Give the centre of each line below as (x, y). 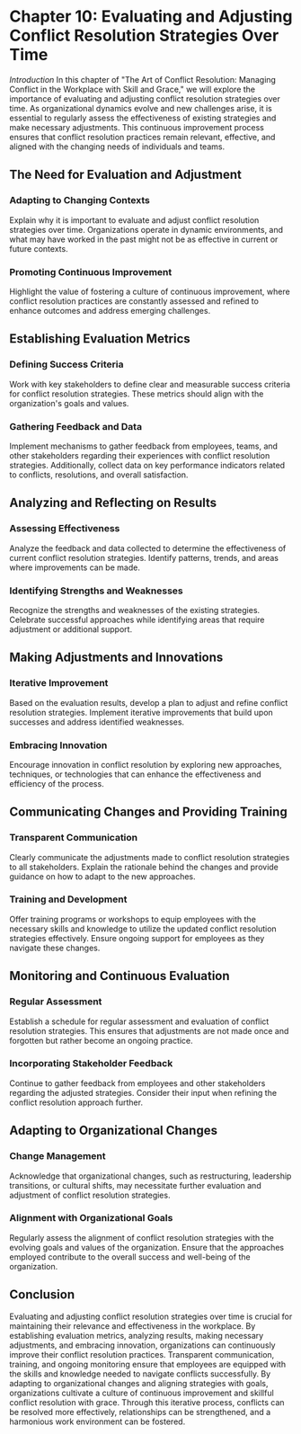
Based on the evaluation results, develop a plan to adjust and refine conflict (149, 702)
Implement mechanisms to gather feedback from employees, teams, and (144, 446)
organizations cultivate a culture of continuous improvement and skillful (142, 1393)
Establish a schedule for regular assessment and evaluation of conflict (139, 1021)
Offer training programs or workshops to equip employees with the (133, 919)
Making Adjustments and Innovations (116, 658)
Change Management (58, 1156)
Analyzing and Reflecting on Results (113, 503)
